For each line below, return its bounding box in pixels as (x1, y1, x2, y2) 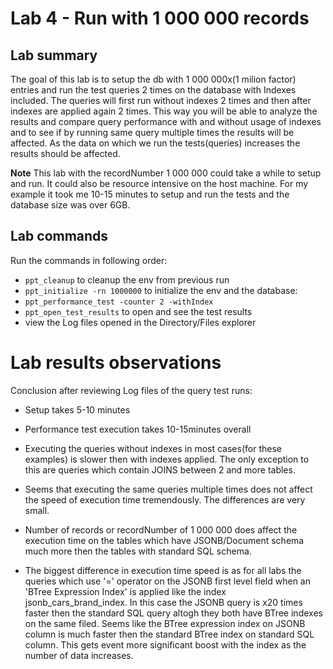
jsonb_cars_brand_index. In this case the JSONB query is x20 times (24, 596, 303, 608)
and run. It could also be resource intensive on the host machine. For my (10, 178, 309, 189)
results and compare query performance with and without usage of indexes (10, 116, 322, 127)
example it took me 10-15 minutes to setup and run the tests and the (10, 188, 290, 200)
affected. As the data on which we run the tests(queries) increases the (10, 137, 301, 149)
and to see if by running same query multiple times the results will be (10, 127, 295, 138)
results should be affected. (10, 148, 121, 159)
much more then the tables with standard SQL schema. (24, 545, 252, 557)
